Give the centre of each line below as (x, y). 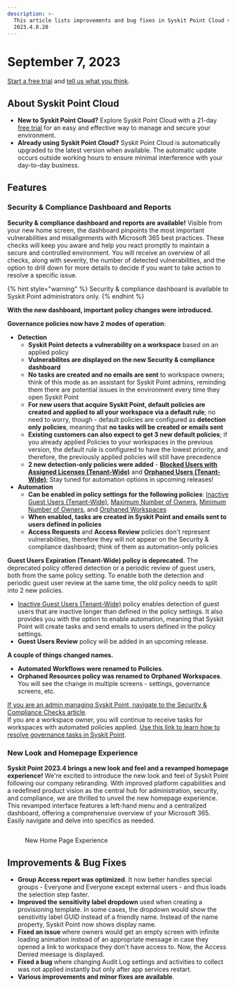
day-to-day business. (48, 165)
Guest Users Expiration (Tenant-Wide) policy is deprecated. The (103, 560)
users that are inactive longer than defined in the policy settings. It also (120, 611)
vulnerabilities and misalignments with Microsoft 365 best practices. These (116, 237)
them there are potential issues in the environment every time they (124, 389)
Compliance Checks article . (47, 712)
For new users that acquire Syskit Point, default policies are (117, 404)
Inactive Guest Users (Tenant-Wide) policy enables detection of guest (118, 604)
